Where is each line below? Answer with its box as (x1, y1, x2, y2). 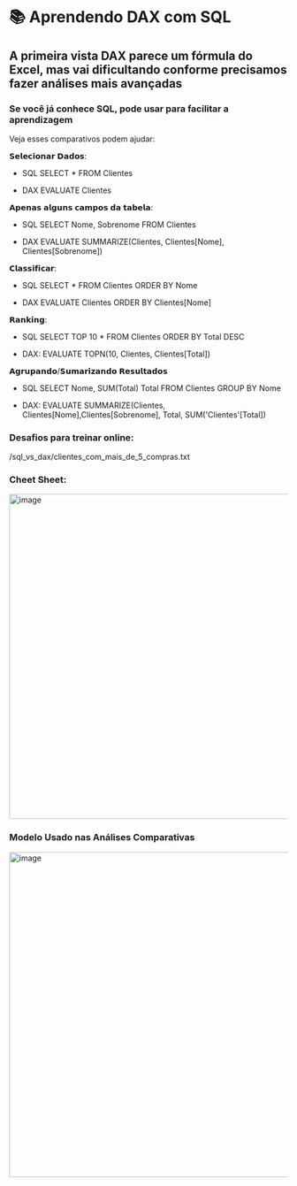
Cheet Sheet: (9, 474, 67, 486)
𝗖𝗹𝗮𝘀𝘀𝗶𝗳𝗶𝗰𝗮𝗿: (9, 263, 57, 273)
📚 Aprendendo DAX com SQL (9, 7, 232, 27)
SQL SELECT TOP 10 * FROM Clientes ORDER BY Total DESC (21, 331, 245, 341)
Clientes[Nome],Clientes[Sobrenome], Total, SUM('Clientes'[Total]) (21, 409, 267, 420)
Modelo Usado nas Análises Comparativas (9, 831, 195, 844)
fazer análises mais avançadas (9, 76, 183, 91)
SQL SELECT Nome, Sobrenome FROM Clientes (21, 218, 196, 230)
